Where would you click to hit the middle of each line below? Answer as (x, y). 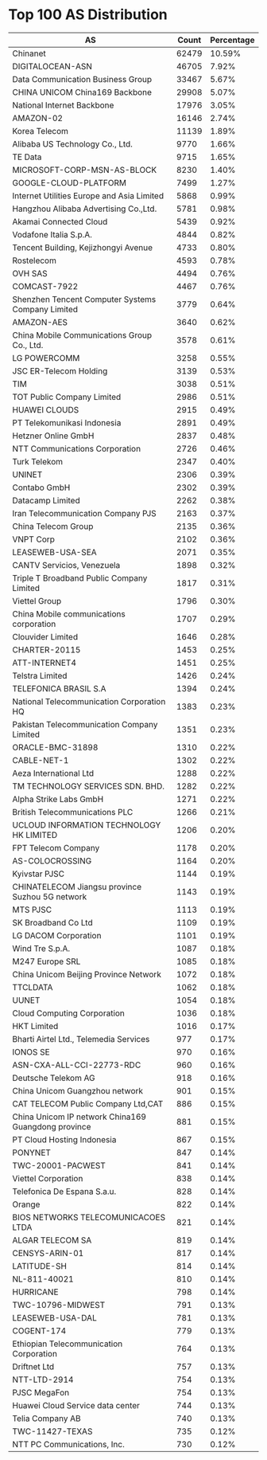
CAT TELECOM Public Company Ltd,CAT (88, 1103)
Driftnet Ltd (33, 1366)
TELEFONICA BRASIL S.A (59, 688)
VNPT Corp (34, 539)
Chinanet (29, 53)
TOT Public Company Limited (67, 397)
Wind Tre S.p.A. (41, 948)
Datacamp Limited (46, 500)
